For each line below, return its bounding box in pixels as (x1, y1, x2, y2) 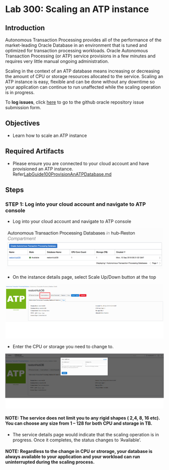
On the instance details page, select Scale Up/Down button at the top (12, 274, 156, 280)
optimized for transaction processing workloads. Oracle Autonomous (5, 48, 148, 53)
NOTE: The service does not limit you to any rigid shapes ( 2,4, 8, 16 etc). (5, 415, 160, 421)
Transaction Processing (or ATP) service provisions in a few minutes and (5, 53, 156, 59)
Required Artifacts (5, 147, 64, 155)
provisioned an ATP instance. (12, 166, 73, 172)
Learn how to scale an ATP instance (12, 132, 87, 138)
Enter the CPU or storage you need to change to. (12, 344, 114, 350)
